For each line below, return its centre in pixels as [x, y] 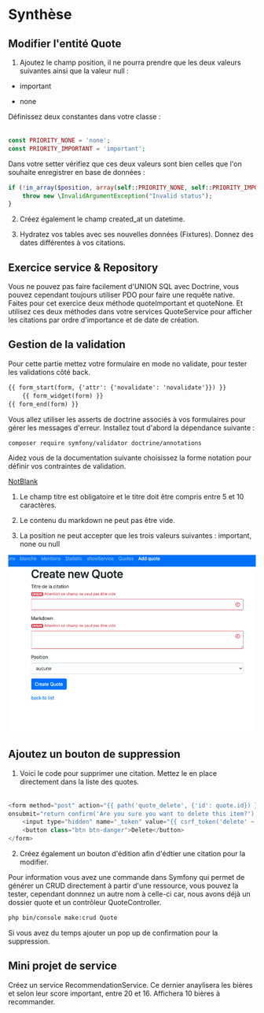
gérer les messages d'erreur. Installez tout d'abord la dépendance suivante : [132, 428]
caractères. [38, 505]
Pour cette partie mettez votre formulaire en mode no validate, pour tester [128, 363]
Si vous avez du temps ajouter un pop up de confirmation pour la [113, 933]
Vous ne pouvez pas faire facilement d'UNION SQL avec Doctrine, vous [124, 287]
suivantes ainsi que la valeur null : [74, 71]
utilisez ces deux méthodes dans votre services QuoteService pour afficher [130, 312]
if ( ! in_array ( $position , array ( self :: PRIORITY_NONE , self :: [110, 187]
